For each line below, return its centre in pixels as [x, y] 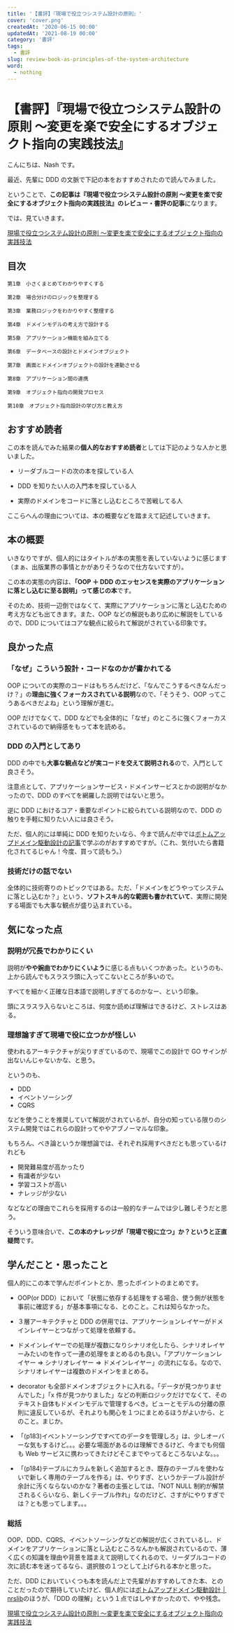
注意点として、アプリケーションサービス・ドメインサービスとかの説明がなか [117, 786]
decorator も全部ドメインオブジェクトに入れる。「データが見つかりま [116, 1386]
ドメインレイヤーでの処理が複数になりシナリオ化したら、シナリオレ [115, 1344]
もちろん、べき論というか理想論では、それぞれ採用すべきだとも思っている [114, 1144]
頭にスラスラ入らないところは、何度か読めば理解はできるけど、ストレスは [114, 1006]
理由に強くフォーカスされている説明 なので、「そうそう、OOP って [126, 694]
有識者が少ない [39, 1176]
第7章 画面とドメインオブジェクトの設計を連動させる [74, 366]
